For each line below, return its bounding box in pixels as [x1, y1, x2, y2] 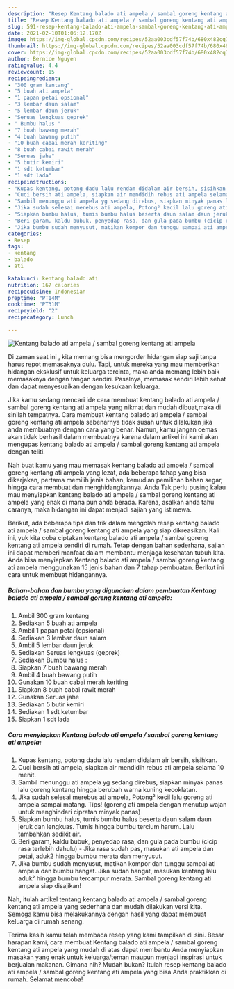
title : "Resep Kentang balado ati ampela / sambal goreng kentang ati [8, 17, 217, 24]
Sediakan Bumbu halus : [17, 656, 87, 664]
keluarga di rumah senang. [8, 917, 84, 926]
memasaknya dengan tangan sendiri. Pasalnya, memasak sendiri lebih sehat [8, 374, 226, 383]
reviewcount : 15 [8, 68, 55, 75]
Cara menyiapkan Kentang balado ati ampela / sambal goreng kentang [8, 731, 218, 739]
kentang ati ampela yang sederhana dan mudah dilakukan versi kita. [8, 902, 203, 910]
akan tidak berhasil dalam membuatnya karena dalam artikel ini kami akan [8, 432, 219, 441]
